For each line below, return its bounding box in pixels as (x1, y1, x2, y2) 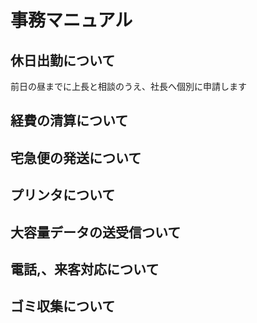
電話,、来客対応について (10, 261, 160, 278)
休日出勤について (10, 52, 116, 69)
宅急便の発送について (10, 149, 142, 166)
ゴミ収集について (10, 298, 116, 315)
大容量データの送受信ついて (10, 224, 182, 241)
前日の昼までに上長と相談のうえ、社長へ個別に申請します (10, 81, 247, 92)
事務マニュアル (10, 9, 133, 32)
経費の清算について (10, 112, 129, 130)
